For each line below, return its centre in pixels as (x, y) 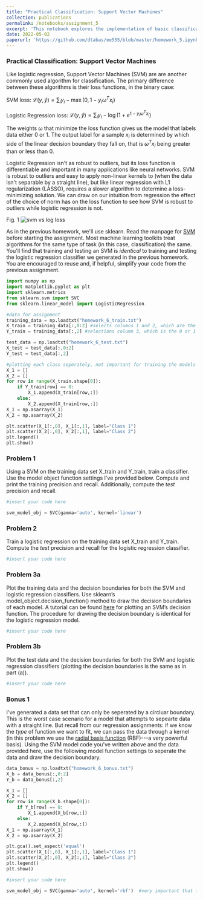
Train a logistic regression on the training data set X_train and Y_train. (93, 541)
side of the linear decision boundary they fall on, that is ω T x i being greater (98, 144)
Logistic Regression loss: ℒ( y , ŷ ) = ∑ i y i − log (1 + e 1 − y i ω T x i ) (79, 115)
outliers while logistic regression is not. (55, 208)
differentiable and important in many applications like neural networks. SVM (101, 169)
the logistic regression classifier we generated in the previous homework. (98, 257)
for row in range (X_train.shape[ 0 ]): (54, 382)
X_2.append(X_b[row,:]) (58, 824)
